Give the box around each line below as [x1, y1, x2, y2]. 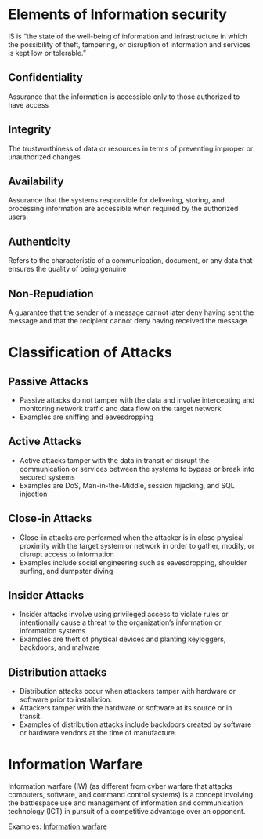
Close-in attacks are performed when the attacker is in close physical [19, 532, 244, 542]
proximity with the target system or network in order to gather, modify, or [19, 541, 255, 550]
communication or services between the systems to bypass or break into [19, 464, 255, 473]
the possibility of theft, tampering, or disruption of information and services [8, 39, 251, 49]
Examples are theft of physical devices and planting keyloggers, [19, 634, 226, 644]
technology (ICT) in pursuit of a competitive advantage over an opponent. [8, 807, 246, 816]
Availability [8, 174, 64, 188]
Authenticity [8, 235, 71, 248]
